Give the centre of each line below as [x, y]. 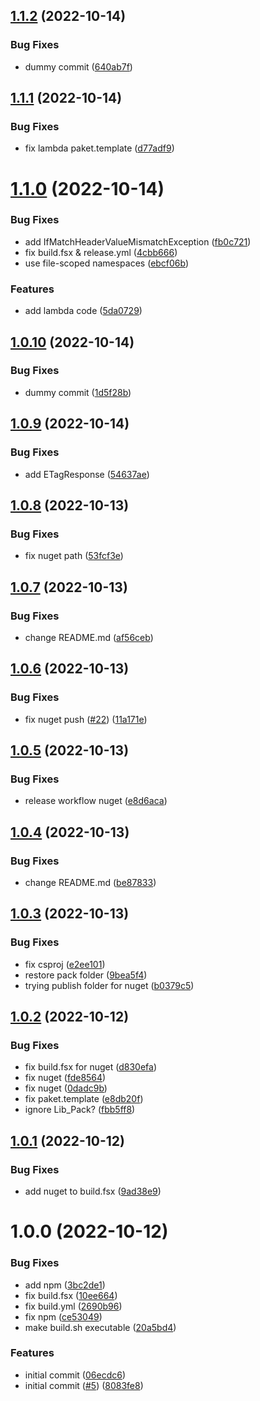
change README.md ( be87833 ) [90, 882]
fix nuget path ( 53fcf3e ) [74, 556]
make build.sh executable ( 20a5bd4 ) [100, 1327]
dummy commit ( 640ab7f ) [78, 66]
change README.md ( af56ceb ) [89, 637]
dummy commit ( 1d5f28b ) [78, 392]
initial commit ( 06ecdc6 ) [75, 1375]
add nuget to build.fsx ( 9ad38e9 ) [93, 1191]
